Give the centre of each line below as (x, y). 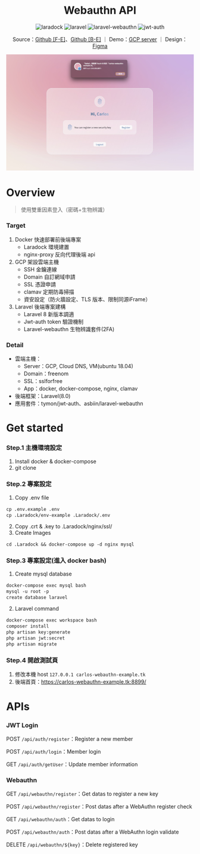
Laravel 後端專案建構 (40, 307)
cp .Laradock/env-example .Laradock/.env (58, 515)
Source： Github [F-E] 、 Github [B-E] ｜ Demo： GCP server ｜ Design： (100, 39)
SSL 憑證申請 (40, 284)
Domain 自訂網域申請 (49, 277)
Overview (31, 192)
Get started (35, 428)
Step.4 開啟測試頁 (32, 660)
